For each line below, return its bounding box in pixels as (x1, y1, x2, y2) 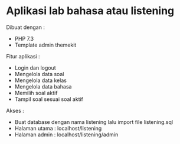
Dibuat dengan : (6, 24, 45, 31)
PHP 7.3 (14, 35, 34, 42)
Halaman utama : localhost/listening (14, 125, 102, 132)
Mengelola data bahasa (14, 83, 72, 90)
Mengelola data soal (14, 70, 64, 77)
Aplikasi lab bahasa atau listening (6, 4, 175, 18)
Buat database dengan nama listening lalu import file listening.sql (14, 118, 173, 125)
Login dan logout (14, 64, 56, 71)
